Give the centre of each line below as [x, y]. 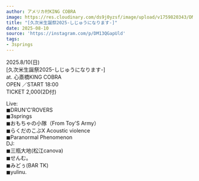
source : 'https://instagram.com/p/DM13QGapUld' [66, 34]
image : [14, 17]
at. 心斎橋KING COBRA [34, 77]
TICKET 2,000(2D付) [31, 92]
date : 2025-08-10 [28, 28]
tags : [13, 39]
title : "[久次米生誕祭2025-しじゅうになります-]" [62, 22]
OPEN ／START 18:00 [33, 84]
